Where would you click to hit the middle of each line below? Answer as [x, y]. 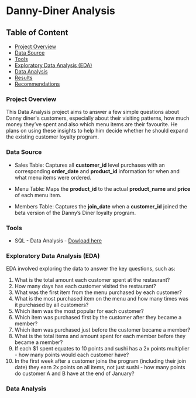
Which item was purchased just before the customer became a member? [102, 330]
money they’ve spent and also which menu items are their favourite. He [92, 124]
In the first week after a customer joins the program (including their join [100, 361]
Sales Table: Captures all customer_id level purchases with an [90, 165]
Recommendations [37, 84]
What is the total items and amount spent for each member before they [100, 336]
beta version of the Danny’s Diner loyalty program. [75, 213]
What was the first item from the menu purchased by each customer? [98, 292]
